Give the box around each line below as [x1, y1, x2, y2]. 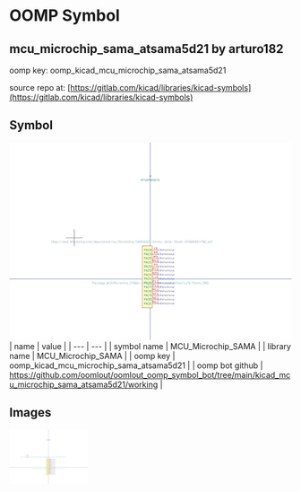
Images [9, 405, 52, 420]
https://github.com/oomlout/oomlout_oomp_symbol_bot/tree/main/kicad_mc [9, 369, 291, 380]
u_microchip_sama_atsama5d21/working [9, 379, 159, 390]
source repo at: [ [9, 83, 71, 92]
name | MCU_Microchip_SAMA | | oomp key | [9, 350, 176, 361]
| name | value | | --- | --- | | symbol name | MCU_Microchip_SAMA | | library [9, 340, 291, 351]
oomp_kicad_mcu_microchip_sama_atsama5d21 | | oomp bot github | [9, 360, 263, 371]
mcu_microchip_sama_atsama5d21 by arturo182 [9, 41, 284, 57]
